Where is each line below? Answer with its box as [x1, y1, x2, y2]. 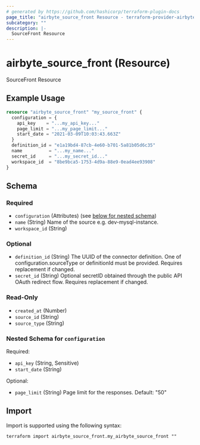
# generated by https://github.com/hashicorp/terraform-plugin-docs [6, 8, 180, 15]
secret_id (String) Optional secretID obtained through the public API [14, 272, 183, 280]
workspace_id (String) [14, 225, 67, 232]
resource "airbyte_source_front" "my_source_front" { [6, 109, 143, 115]
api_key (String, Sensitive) [14, 359, 79, 366]
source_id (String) [14, 313, 60, 320]
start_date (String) [14, 366, 62, 373]
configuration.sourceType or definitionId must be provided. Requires [14, 259, 183, 267]
